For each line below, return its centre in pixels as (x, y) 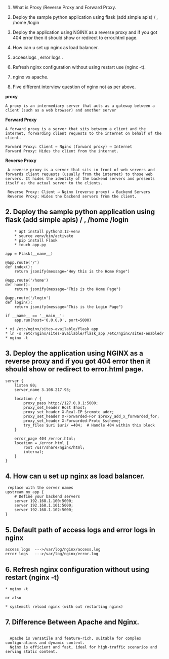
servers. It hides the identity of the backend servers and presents (80, 179)
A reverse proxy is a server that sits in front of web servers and (81, 170)
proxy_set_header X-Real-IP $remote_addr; (69, 412)
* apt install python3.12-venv (47, 231)
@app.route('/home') (27, 280)
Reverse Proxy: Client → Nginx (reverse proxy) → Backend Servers (79, 192)
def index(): (19, 267)
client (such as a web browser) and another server (61, 110)
